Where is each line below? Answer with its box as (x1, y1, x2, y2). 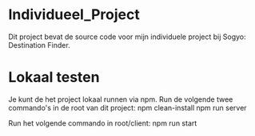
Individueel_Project (8, 6, 140, 24)
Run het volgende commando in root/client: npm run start (8, 118, 197, 128)
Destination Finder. (8, 40, 70, 49)
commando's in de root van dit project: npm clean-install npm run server (8, 103, 247, 112)
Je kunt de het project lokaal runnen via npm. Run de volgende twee (8, 94, 233, 104)
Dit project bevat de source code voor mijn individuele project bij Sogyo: (8, 32, 246, 41)
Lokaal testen (8, 68, 100, 87)
